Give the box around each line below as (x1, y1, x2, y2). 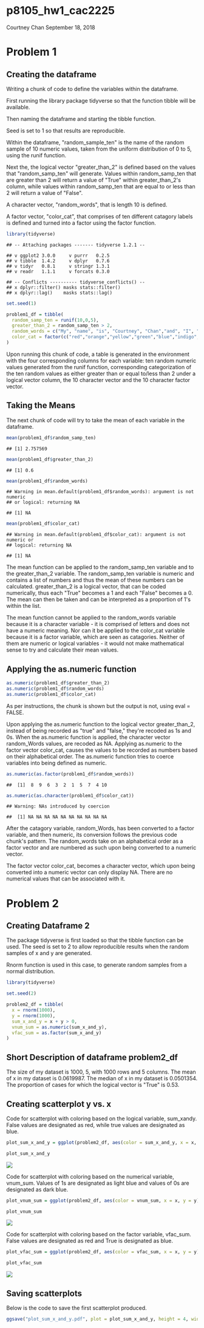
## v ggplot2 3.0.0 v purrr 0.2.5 (6, 253, 110, 259)
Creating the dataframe (6, 69, 97, 80)
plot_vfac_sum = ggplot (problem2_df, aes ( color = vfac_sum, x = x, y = (6, 1249, 191, 1255)
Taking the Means (6, 400, 76, 410)
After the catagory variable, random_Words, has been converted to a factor (6, 825, 194, 832)
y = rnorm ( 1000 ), (12, 1012, 56, 1019)
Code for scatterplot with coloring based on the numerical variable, (6, 1173, 174, 1180)
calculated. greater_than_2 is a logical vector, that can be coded (6, 583, 166, 590)
